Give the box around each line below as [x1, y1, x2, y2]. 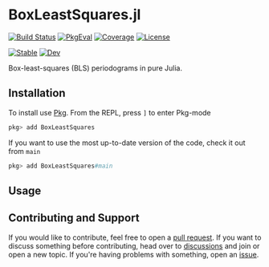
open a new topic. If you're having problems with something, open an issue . [8, 249, 259, 259]
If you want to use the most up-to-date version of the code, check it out [8, 138, 247, 148]
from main [8, 146, 41, 156]
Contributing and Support [8, 211, 140, 225]
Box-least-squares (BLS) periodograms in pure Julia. [8, 63, 183, 73]
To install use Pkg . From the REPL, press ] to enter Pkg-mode [8, 107, 211, 117]
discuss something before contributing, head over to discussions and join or [8, 241, 260, 250]
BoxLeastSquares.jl [8, 6, 141, 24]
